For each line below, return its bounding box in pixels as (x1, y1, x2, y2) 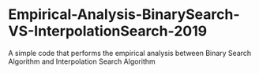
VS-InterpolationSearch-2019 (8, 22, 208, 40)
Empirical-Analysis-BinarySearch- (8, 6, 240, 24)
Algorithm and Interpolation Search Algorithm (8, 57, 156, 66)
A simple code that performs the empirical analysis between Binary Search (8, 48, 252, 57)
